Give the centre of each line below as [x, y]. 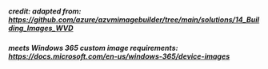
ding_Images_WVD [41, 28]
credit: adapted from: [45, 11]
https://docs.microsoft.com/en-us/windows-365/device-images [119, 56]
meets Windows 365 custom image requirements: [93, 48]
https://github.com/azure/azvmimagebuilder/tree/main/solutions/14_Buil [134, 19]
